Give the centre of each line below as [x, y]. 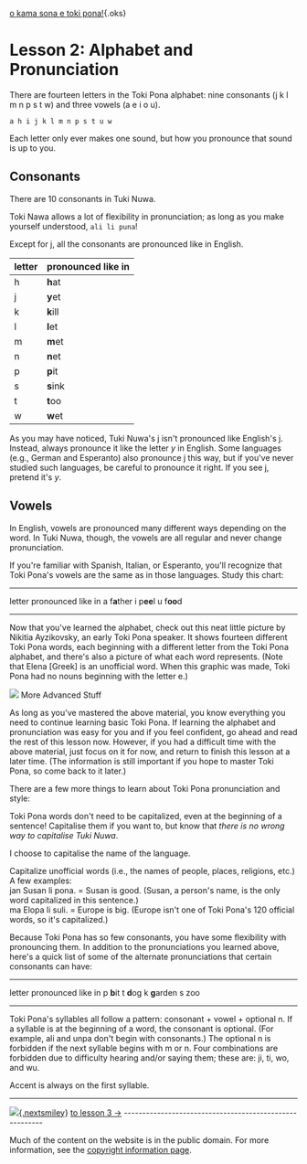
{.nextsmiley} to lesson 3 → [70, 1112]
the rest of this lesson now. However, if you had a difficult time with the [143, 742]
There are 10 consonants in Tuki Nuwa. [83, 198]
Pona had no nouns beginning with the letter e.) [99, 676]
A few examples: [41, 881]
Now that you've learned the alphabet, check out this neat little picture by [148, 627]
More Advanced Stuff [61, 695]
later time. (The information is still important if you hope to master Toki [142, 761]
